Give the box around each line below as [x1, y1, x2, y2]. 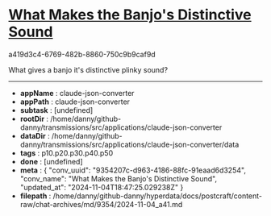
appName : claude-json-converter [19, 88, 135, 98]
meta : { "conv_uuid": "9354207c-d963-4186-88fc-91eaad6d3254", [19, 165, 246, 175]
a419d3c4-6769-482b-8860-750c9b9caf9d [8, 49, 156, 59]
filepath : [19, 191, 52, 201]
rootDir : [19, 114, 49, 123]
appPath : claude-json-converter [19, 97, 131, 106]
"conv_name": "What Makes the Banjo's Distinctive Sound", [19, 173, 218, 183]
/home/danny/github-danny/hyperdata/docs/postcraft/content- [52, 191, 263, 201]
